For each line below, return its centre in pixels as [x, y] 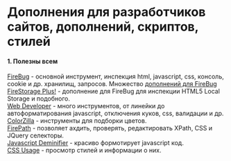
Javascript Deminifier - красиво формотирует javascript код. [95, 143]
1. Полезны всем [33, 61]
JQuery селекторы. [35, 135]
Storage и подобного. [39, 99]
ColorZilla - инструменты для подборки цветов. [77, 121]
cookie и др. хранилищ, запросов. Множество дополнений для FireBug [112, 84]
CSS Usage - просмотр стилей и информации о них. [84, 151]
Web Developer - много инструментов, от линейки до [86, 106]
